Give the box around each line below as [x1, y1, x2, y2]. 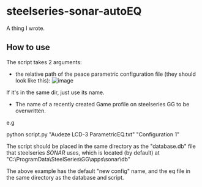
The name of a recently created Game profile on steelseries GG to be [15, 100, 190, 108]
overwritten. [15, 107, 46, 114]
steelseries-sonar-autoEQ [6, 4, 142, 18]
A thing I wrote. [6, 24, 45, 32]
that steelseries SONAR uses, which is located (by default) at [6, 148, 160, 156]
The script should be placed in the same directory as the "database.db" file [6, 142, 196, 150]
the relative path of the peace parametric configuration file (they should [15, 70, 196, 78]
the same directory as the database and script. [6, 174, 124, 181]
